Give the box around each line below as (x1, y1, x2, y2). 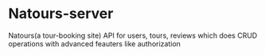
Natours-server (8, 5, 114, 23)
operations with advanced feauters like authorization (8, 38, 181, 48)
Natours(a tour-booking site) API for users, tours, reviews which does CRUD (8, 31, 258, 40)
